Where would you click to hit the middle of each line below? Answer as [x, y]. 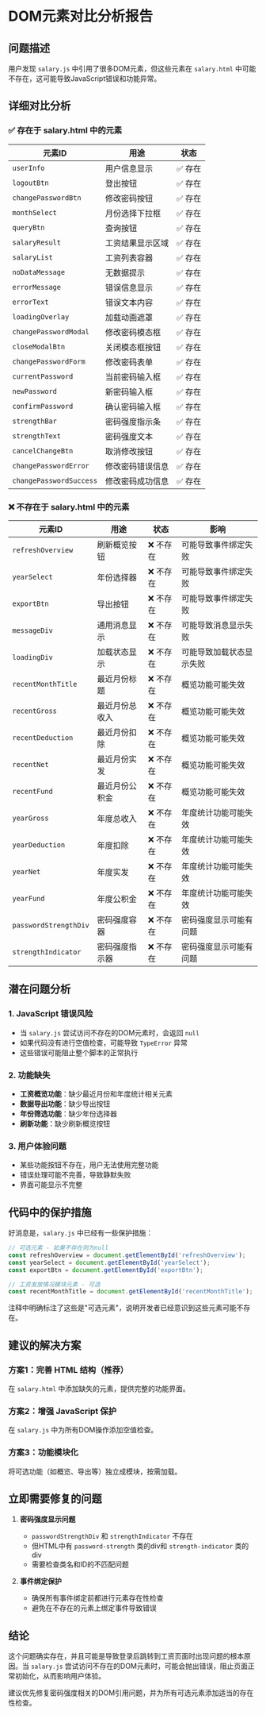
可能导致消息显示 [213, 625]
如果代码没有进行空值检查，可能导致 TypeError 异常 [104, 1042]
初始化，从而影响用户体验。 [60, 1676]
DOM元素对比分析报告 [80, 16]
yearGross [30, 818]
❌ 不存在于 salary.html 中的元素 [69, 507]
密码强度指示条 [133, 422]
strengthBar [35, 421]
